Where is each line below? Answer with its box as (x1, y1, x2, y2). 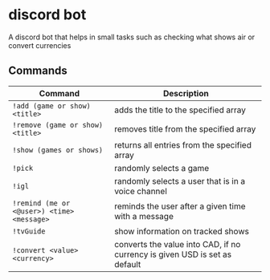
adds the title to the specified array (113, 104, 247, 116)
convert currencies (8, 40, 72, 50)
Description (163, 87, 209, 99)
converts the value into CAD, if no (113, 238, 241, 250)
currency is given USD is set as (113, 249, 231, 260)
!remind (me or (12, 198, 71, 208)
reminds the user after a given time (113, 201, 246, 212)
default (113, 258, 141, 270)
